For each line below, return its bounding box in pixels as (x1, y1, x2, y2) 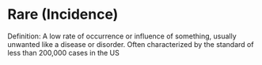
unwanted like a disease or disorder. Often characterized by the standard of (7, 39, 254, 49)
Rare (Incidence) (7, 5, 119, 23)
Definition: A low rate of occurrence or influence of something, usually (7, 31, 237, 41)
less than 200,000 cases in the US (7, 48, 120, 57)
